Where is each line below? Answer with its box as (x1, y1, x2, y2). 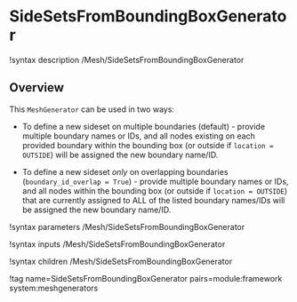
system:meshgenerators (9, 282, 99, 293)
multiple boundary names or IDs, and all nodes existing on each (21, 131, 255, 141)
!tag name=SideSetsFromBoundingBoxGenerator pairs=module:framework (9, 273, 283, 283)
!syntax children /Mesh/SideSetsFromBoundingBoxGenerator (9, 256, 233, 266)
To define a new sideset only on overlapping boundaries (21, 166, 229, 177)
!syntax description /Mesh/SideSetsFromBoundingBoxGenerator (9, 54, 245, 65)
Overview (9, 80, 65, 95)
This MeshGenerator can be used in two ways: (9, 104, 175, 115)
